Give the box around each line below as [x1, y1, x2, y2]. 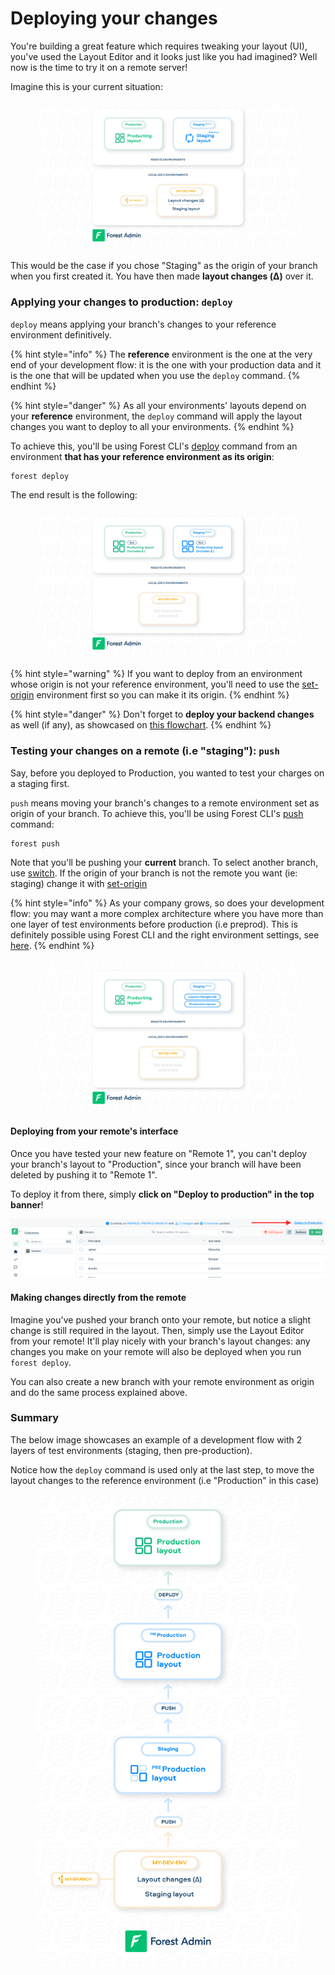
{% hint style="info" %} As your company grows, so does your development [10, 897, 325, 909]
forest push [10, 838, 60, 849]
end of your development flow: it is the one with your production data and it [10, 358, 322, 371]
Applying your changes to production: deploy [10, 295, 233, 309]
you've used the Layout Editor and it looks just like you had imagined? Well [10, 50, 318, 62]
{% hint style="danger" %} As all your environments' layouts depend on [10, 399, 307, 411]
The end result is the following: [10, 488, 138, 501]
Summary [10, 1411, 60, 1425]
